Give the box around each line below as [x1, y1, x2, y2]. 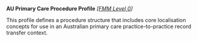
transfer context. [6, 29, 48, 36]
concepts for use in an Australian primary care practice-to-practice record [6, 23, 192, 30]
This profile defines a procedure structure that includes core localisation [6, 17, 186, 23]
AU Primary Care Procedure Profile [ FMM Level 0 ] [6, 5, 133, 12]
